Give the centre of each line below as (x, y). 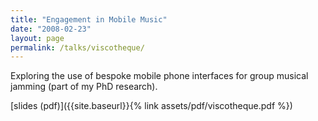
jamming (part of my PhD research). (84, 87)
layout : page (37, 38)
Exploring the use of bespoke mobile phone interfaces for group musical (159, 76)
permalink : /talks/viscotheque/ (77, 47)
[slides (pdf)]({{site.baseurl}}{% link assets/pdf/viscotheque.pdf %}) (151, 106)
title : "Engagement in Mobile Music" (89, 19)
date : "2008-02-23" (51, 29)
